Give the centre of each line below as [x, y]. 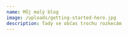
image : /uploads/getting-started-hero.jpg [61, 18]
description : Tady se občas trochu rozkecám [64, 23]
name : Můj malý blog [33, 12]
